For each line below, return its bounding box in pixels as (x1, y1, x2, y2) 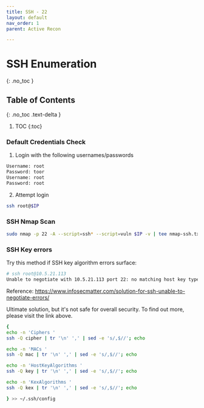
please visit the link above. (6, 312, 73, 319)
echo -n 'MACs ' (6, 346, 47, 352)
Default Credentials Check (6, 138, 86, 146)
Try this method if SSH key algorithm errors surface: (6, 259, 137, 267)
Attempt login (15, 191, 49, 198)
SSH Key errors (6, 245, 53, 253)
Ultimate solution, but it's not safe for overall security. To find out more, (6, 306, 185, 313)
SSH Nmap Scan (6, 217, 56, 226)
